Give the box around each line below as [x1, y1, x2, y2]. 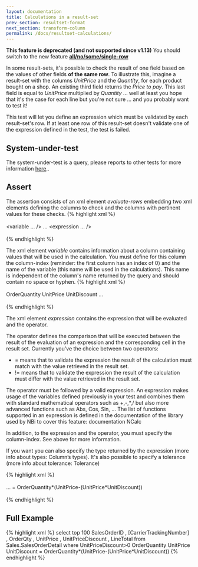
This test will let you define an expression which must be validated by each [6, 113, 189, 121]
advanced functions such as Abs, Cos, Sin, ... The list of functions [6, 405, 166, 412]
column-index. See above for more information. [6, 435, 121, 443]
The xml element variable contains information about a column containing [6, 247, 186, 254]
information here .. [6, 165, 49, 172]
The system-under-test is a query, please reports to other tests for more [6, 159, 181, 166]
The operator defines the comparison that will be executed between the [6, 332, 181, 339]
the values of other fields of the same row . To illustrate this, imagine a [6, 71, 176, 78]
